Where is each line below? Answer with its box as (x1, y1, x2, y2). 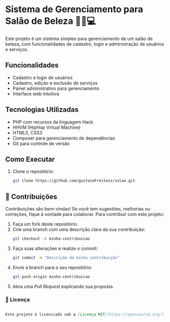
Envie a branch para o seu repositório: (12, 264, 93, 270)
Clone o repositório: (12, 168, 54, 174)
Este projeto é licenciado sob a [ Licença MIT (5, 312, 105, 317)
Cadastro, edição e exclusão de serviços (12, 80, 98, 86)
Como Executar (5, 155, 55, 163)
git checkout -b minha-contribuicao (12, 236, 90, 241)
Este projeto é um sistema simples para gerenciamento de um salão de (5, 35, 153, 42)
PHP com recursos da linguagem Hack (12, 119, 94, 125)
